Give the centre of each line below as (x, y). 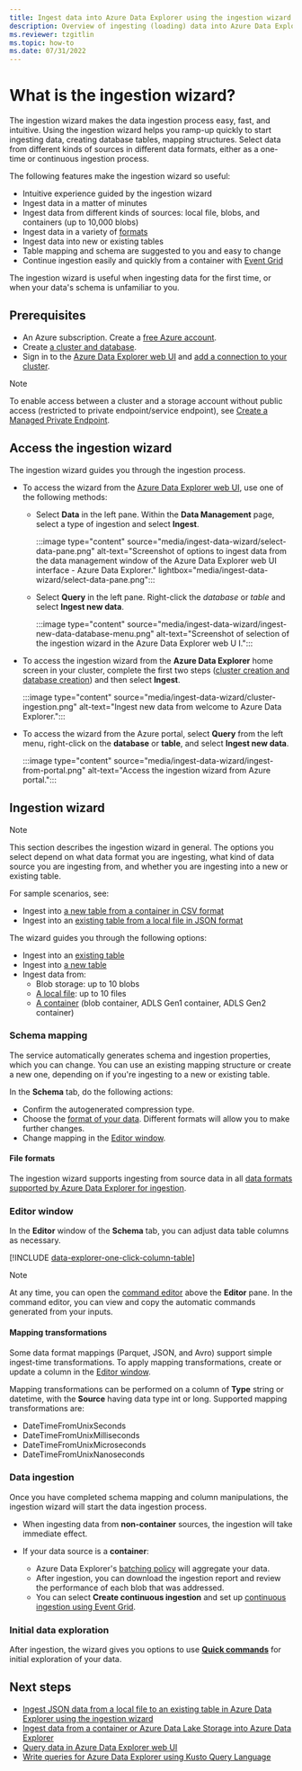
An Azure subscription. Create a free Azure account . (120, 337)
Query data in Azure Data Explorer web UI (100, 1747)
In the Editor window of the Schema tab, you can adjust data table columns (149, 1231)
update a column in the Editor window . (80, 1372)
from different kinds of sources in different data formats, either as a (134, 149)
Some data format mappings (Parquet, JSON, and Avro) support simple (141, 1352)
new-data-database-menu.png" (95, 633)
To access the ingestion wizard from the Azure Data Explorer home (148, 660)
